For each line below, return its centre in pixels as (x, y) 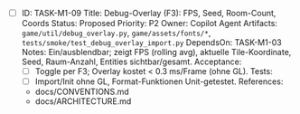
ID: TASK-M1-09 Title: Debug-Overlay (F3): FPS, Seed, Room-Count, (149, 13)
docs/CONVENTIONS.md (82, 92)
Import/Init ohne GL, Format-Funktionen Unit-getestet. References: (159, 81)
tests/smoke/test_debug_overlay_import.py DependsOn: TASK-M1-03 (151, 43)
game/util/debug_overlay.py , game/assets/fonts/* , (116, 33)
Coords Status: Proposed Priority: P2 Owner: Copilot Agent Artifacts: (149, 24)
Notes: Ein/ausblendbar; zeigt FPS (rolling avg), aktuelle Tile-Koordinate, (156, 52)
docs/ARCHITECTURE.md (83, 101)
